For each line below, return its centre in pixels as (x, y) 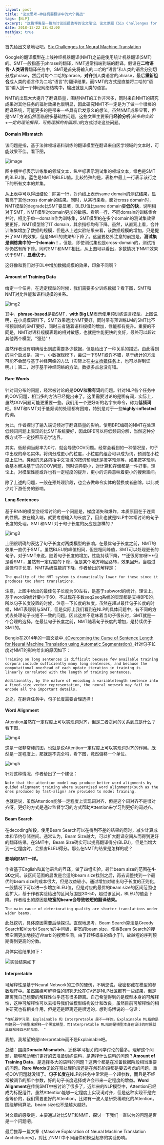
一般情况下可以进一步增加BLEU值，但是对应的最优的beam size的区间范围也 (81, 888)
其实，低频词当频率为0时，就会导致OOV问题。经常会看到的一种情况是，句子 (82, 448)
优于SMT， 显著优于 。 (27, 255)
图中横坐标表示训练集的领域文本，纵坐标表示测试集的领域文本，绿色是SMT (80, 171)
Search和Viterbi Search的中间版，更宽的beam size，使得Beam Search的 (78, 929)
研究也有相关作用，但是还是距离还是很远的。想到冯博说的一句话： (75, 1009)
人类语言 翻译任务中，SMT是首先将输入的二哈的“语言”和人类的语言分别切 (84, 69)
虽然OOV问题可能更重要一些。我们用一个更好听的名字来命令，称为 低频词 (78, 402)
